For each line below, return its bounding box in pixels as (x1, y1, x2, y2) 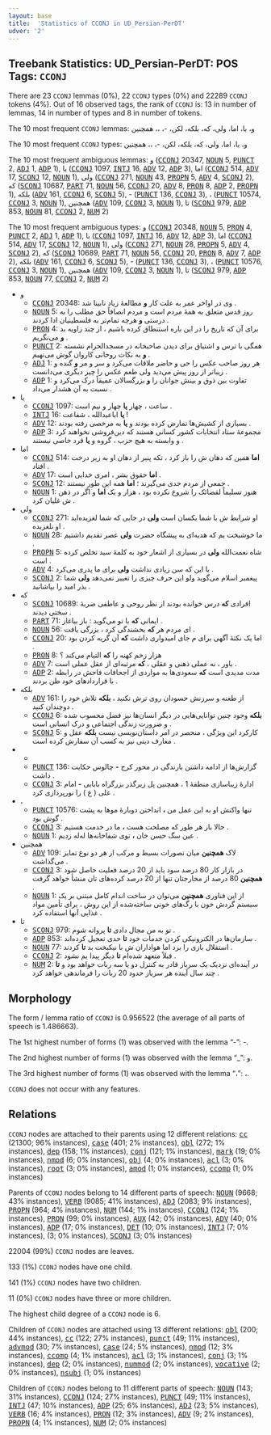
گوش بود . (31, 813, 63, 823)
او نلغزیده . (31, 521, 65, 531)
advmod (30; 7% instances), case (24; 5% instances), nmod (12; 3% (8, 1341, 234, 1351)
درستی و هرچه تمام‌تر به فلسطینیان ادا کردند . (31, 315, 169, 325)
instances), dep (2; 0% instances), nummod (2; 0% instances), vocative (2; (8, 1359, 261, 1369)
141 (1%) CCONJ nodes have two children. (8, 1277, 142, 1287)
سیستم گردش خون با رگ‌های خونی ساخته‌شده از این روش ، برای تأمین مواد (31, 899, 259, 910)
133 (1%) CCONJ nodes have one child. (8, 1262, 133, 1272)
